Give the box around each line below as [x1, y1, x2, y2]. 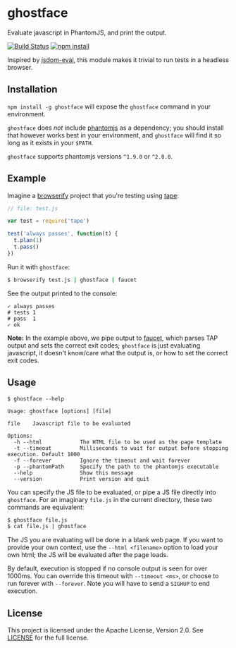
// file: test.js [7, 204, 58, 212]
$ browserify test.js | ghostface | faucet [7, 276, 137, 283]
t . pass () [13, 243, 39, 251]
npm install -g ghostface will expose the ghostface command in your [7, 102, 211, 111]
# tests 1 [7, 309, 37, 316]
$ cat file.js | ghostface [7, 523, 87, 530]
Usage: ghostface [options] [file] [7, 408, 112, 415]
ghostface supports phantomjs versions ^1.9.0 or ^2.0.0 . [7, 152, 173, 160]
